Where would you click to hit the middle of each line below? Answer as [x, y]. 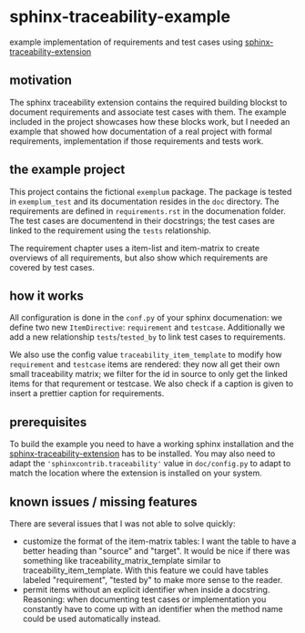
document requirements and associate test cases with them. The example [148, 112]
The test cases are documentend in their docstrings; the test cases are [142, 220]
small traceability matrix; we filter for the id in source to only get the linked [149, 374]
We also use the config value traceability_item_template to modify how [146, 355]
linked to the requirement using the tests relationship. [110, 230]
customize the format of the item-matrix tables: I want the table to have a [159, 541]
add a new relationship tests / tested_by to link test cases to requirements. [148, 337]
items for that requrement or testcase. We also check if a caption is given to [152, 383]
